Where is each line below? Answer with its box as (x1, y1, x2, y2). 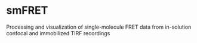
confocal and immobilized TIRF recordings (6, 29, 110, 36)
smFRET (6, 4, 48, 17)
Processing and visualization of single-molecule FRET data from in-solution (6, 23, 192, 30)
